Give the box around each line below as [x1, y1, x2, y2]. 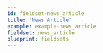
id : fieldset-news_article [7, 10, 84, 17]
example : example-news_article [7, 23, 97, 30]
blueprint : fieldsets [7, 36, 69, 43]
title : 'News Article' [7, 17, 72, 23]
